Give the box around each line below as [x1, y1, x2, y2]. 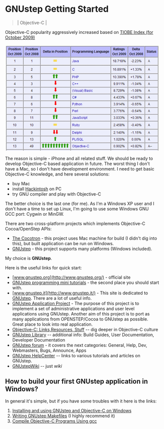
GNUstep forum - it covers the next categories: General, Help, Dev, [12, 342, 148, 348]
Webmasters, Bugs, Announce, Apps [12, 347, 87, 353]
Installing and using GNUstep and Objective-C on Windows [12, 407, 132, 413]
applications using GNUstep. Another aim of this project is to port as [12, 311, 150, 316]
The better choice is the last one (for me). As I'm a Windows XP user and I [5, 200, 154, 206]
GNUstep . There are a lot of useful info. [12, 295, 92, 301]
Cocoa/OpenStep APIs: [5, 226, 52, 231]
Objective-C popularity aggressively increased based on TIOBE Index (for [5, 29, 153, 35]
